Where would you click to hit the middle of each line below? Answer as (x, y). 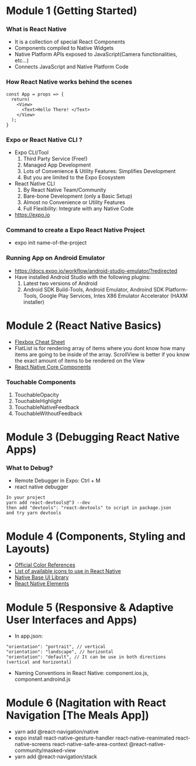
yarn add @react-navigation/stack (56, 757)
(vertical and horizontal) (39, 662)
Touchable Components (41, 382)
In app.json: (29, 636)
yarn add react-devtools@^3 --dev (48, 503)
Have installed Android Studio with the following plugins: (82, 277)
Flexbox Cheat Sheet (40, 342)
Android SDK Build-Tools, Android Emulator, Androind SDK (94, 289)
